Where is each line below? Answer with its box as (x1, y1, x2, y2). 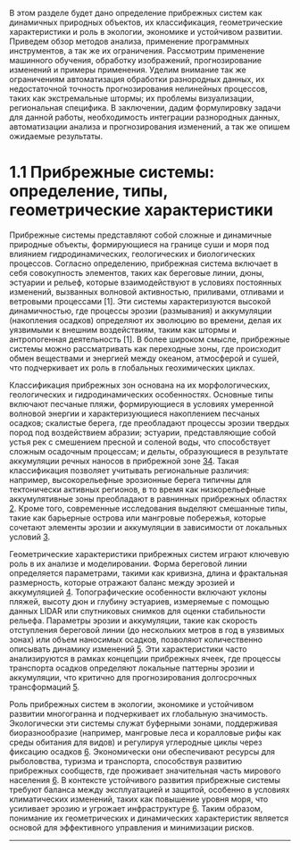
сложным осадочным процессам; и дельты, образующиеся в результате (9, 446, 288, 456)
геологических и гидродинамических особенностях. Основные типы (9, 388, 274, 400)
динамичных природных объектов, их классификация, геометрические (9, 17, 283, 28)
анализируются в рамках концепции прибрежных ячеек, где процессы (9, 653, 281, 663)
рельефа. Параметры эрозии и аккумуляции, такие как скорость (9, 615, 258, 626)
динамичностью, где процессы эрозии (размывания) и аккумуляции (9, 305, 272, 316)
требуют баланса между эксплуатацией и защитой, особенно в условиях (9, 784, 290, 795)
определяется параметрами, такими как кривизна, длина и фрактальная (9, 567, 288, 579)
